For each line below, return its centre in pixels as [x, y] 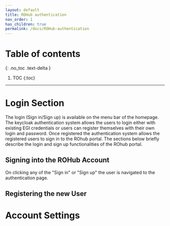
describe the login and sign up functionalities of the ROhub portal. [74, 144]
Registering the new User [46, 194]
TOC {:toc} [24, 78]
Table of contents [43, 54]
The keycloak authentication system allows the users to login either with [80, 123]
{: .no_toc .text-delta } [28, 68]
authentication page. [27, 178]
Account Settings [42, 216]
